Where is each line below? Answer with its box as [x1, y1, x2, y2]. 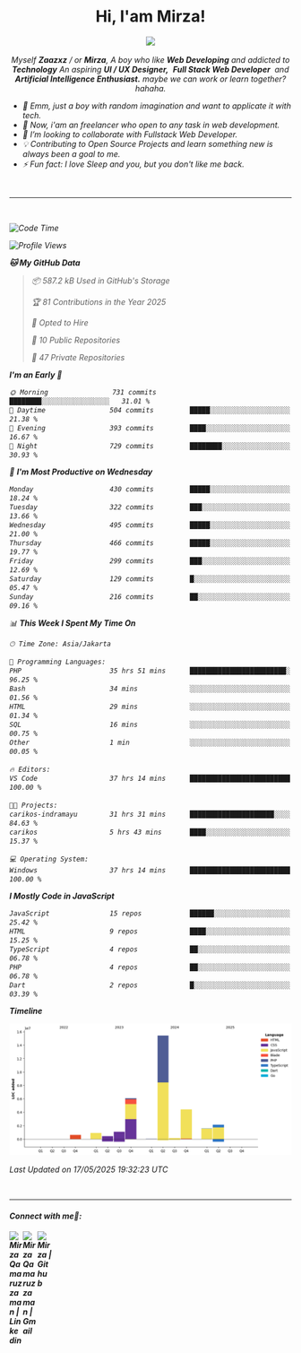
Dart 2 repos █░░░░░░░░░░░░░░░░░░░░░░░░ [9, 980, 291, 990]
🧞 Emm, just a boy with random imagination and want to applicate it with [21, 100, 291, 111]
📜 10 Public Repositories [30, 334, 121, 345]
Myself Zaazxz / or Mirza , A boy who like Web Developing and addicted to [11, 54, 290, 65]
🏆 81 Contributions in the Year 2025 [30, 296, 167, 307]
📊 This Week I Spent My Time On [9, 617, 136, 629]
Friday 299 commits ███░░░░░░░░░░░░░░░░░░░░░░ [9, 556, 291, 566]
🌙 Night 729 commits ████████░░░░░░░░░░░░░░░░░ [9, 441, 291, 450]
